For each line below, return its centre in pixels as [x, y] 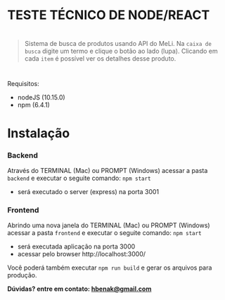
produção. [22, 275]
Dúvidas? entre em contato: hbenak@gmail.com [79, 289]
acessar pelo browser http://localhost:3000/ [82, 254]
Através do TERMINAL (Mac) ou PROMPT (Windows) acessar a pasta [108, 171]
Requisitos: [24, 83]
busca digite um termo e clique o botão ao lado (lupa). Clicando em [121, 51]
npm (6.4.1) [34, 104]
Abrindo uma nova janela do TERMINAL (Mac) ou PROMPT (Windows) [109, 225]
